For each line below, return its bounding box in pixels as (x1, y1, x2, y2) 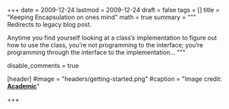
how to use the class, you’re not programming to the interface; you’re (7, 41, 204, 49)
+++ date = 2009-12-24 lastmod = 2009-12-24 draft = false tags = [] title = (7, 6, 220, 14)
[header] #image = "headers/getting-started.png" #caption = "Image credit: (7, 75, 222, 83)
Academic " (7, 82, 40, 90)
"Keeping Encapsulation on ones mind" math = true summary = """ (7, 13, 197, 21)
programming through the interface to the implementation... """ (7, 48, 186, 56)
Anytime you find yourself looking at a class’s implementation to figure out (7, 34, 217, 42)
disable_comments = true (7, 62, 79, 69)
